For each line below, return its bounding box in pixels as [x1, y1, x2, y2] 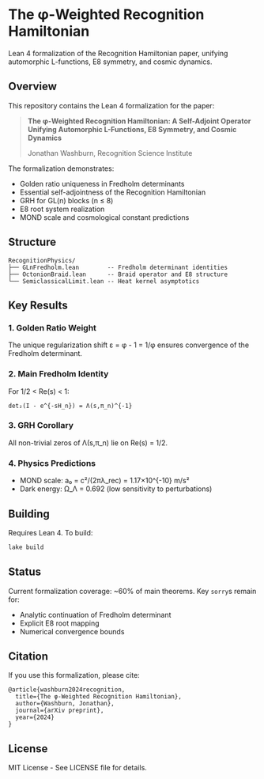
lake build [8, 543, 44, 551]
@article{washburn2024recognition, [8, 686, 126, 694]
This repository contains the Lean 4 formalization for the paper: [8, 100, 215, 110]
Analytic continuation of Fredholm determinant [19, 610, 172, 619]
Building [8, 507, 50, 520]
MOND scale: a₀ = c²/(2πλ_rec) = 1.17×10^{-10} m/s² [19, 476, 190, 486]
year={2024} [15, 713, 55, 721]
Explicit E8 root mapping [19, 618, 100, 628]
